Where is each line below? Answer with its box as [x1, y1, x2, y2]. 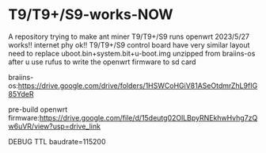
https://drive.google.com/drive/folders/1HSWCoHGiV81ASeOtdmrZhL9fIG [17, 81, 258, 90]
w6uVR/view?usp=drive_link [8, 121, 101, 131]
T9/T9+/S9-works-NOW [8, 6, 173, 24]
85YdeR [8, 89, 34, 98]
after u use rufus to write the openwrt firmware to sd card [8, 57, 196, 67]
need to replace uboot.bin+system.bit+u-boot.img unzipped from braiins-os [8, 48, 256, 58]
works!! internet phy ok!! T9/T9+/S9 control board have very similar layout [8, 40, 250, 49]
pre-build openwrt [8, 105, 68, 114]
